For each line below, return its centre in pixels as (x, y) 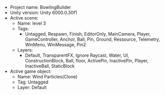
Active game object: (31, 71)
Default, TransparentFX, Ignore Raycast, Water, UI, (77, 55)
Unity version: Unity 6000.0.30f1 (43, 13)
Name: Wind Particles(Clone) (47, 77)
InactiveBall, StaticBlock (50, 66)
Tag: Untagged (33, 82)
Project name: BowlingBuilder (40, 7)
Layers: (25, 50)
